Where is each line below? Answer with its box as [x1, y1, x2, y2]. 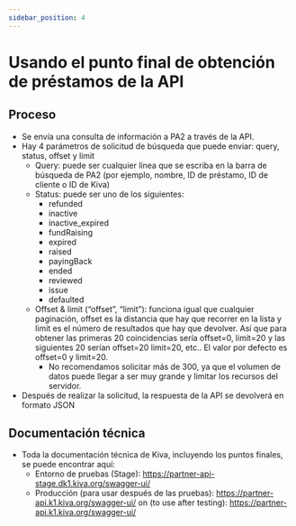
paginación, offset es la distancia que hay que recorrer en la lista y [34, 313, 283, 324]
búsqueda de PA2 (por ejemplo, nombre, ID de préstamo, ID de [34, 169, 269, 180]
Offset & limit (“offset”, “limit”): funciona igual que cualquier [34, 303, 255, 314]
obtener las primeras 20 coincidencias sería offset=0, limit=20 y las [34, 332, 285, 343]
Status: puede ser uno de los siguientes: [34, 189, 184, 199]
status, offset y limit [21, 150, 95, 161]
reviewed [48, 274, 83, 285]
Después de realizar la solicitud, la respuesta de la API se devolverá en [21, 390, 284, 401]
